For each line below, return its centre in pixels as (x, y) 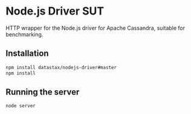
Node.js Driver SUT (55, 11)
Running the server (43, 92)
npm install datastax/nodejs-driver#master (61, 67)
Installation (27, 54)
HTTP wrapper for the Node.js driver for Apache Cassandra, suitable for (95, 28)
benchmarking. (24, 34)
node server (21, 106)
